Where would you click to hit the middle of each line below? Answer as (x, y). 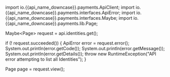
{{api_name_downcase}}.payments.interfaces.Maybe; (61, 18)
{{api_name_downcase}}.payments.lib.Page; (52, 23)
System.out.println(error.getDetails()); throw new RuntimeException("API (81, 54)
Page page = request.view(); (35, 69)
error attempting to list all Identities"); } (46, 59)
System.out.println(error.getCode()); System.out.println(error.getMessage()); (85, 48)
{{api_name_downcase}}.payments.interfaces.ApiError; (63, 13)
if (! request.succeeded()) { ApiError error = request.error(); (67, 43)
